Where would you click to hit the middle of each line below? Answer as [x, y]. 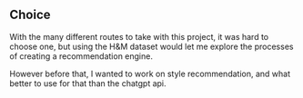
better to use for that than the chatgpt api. [88, 83]
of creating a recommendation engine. [81, 56]
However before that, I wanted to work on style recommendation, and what [150, 73]
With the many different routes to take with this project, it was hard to [139, 36]
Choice [30, 15]
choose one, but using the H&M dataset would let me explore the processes [151, 46]
